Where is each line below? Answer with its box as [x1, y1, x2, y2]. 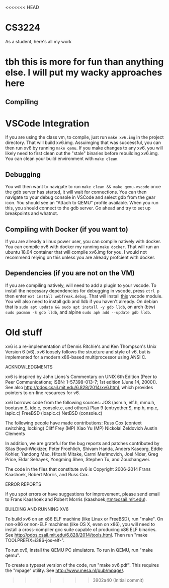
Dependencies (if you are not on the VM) [5, 269, 135, 277]
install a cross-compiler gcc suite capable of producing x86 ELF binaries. [5, 526, 157, 533]
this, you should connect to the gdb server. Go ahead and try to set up [5, 205, 151, 211]
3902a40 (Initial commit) [93, 577, 144, 583]
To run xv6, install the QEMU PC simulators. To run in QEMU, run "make [5, 547, 153, 553]
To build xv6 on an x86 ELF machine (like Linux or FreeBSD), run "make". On [5, 516, 163, 522]
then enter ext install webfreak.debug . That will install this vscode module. [5, 293, 163, 299]
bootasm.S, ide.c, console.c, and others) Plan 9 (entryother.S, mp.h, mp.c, [5, 405, 159, 411]
